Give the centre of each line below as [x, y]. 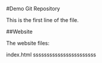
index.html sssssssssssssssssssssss [51, 55]
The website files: [28, 43]
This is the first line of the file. [42, 20]
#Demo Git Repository [33, 9]
